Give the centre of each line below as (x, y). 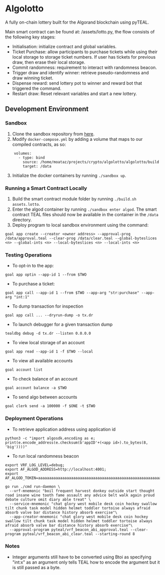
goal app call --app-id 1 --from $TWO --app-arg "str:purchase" (72, 293)
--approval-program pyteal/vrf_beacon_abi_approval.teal (69, 530)
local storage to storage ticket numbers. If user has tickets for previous (84, 57)
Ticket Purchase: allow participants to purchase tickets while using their (85, 52)
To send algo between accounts (45, 397)
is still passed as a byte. (36, 567)
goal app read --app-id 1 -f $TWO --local (49, 352)
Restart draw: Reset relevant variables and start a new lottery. (75, 94)
